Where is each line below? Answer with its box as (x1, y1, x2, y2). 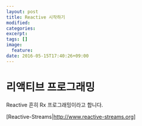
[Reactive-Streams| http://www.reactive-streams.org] (6, 113, 136, 120)
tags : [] (6, 36, 28, 42)
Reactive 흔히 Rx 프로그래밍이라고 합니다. (6, 101, 103, 108)
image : (6, 42, 23, 48)
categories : (6, 25, 36, 31)
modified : (6, 20, 31, 26)
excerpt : (6, 31, 28, 37)
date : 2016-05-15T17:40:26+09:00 (6, 53, 89, 59)
